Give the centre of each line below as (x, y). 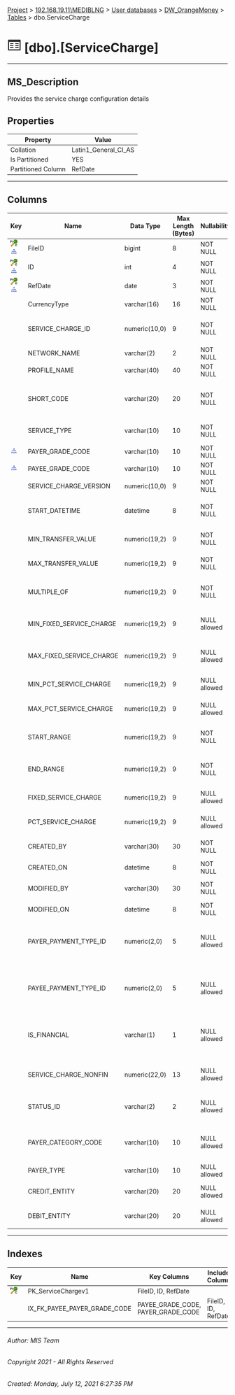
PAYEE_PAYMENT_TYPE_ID (67, 988)
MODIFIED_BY (48, 888)
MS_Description (43, 82)
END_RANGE (46, 769)
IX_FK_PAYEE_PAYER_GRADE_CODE (79, 1308)
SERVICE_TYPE (50, 431)
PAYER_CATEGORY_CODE (65, 1142)
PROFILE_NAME (51, 370)
